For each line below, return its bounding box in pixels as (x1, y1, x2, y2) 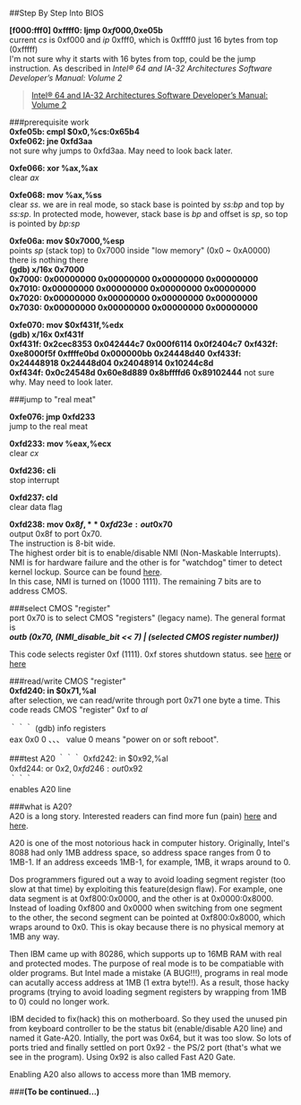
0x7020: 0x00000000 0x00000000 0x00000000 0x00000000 (9, 293, 258, 303)
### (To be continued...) (9, 1086, 100, 1097)
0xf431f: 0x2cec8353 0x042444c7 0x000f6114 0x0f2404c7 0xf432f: (9, 339, 279, 349)
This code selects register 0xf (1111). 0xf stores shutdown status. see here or (9, 649, 292, 660)
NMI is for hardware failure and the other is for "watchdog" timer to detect (9, 557, 283, 567)
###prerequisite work (9, 117, 90, 127)
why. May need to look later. (9, 376, 114, 387)
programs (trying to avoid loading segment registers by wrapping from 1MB (9, 987, 287, 997)
